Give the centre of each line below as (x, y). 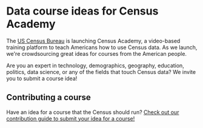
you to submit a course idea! (42, 78)
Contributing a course (48, 97)
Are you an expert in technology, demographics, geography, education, (95, 66)
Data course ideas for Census (82, 11)
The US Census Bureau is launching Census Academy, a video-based (93, 41)
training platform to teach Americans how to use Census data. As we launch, (102, 47)
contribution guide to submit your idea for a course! (71, 118)
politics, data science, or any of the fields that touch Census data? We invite (101, 72)
